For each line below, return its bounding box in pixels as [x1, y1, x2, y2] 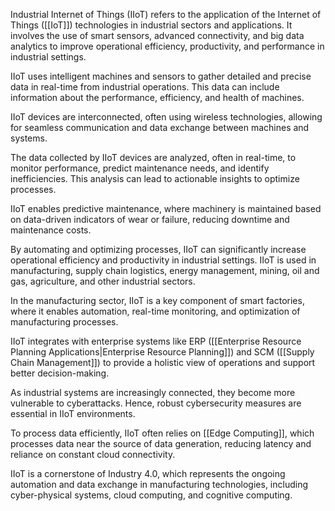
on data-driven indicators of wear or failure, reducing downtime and [10, 214, 290, 225]
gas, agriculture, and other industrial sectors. [10, 275, 196, 287]
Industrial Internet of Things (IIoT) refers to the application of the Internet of [10, 9, 322, 20]
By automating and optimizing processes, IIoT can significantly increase [10, 244, 307, 255]
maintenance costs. [10, 224, 92, 236]
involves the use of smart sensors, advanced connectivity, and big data [10, 30, 305, 41]
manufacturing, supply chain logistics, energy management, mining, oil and [10, 265, 320, 276]
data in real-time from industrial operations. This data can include [10, 81, 280, 93]
